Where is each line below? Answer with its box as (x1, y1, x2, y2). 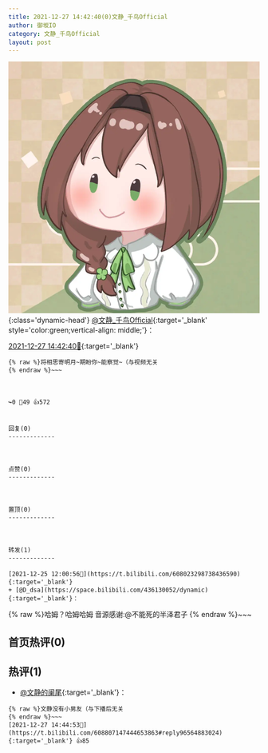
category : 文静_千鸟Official (8, 30, 100, 38)
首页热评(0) (8, 635, 65, 649)
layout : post (8, 38, 52, 46)
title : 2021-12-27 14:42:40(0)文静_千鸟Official (8, 13, 168, 21)
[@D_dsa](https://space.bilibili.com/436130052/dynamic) (15, 586, 209, 595)
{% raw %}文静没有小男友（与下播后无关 (8, 705, 124, 713)
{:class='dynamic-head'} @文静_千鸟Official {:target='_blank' (8, 316, 207, 325)
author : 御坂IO (8, 21, 57, 30)
